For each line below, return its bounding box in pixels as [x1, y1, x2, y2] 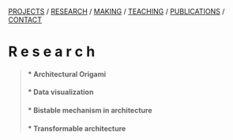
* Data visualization [27, 87, 94, 97]
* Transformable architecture [27, 123, 126, 133]
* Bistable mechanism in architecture [27, 105, 152, 115]
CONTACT [8, 15, 42, 25]
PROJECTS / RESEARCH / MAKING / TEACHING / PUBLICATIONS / [8, 7, 225, 16]
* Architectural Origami [27, 69, 107, 78]
